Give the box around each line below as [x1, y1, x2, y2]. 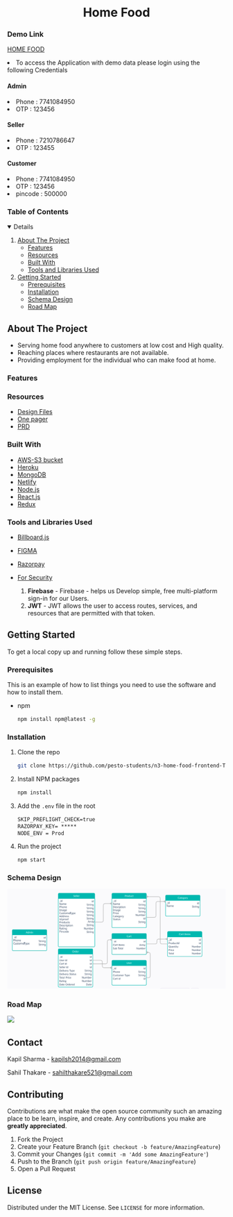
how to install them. [7, 688, 64, 697]
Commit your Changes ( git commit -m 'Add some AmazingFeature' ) [17, 1150, 209, 1158]
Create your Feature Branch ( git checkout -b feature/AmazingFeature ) [17, 1142, 221, 1150]
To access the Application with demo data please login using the [16, 58, 200, 67]
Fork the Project [17, 1135, 64, 1143]
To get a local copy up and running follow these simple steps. [7, 647, 182, 656]
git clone [17, 762, 46, 770]
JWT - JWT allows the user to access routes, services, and [27, 602, 198, 610]
